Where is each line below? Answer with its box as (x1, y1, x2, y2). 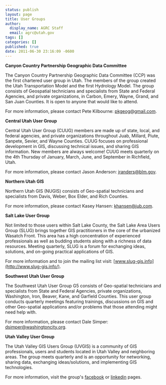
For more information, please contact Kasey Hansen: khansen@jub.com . (5, 203, 154, 209)
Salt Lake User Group (5, 212, 50, 219)
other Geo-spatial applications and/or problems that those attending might (5, 304, 158, 309)
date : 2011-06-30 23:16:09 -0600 (5, 49, 75, 54)
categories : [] (5, 40, 37, 45)
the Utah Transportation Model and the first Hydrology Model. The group (5, 82, 154, 88)
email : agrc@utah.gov (9, 30, 55, 35)
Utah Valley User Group (5, 333, 55, 339)
